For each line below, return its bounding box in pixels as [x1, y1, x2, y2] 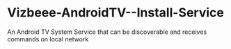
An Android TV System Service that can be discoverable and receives [7, 28, 207, 36]
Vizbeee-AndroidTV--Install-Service [7, 5, 224, 21]
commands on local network [7, 35, 89, 43]
